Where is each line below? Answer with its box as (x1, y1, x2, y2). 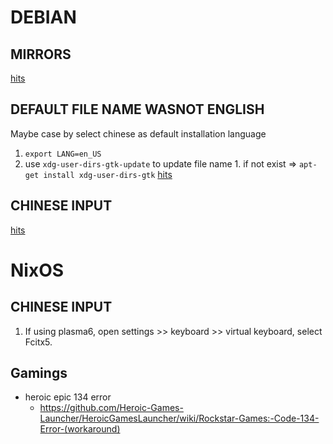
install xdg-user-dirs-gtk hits (43, 168, 173, 180)
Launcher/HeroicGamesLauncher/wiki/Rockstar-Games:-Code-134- (39, 412, 320, 425)
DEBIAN (10, 6, 77, 29)
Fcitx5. (24, 336, 53, 348)
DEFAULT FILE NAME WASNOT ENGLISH (10, 101, 265, 118)
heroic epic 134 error (24, 391, 112, 403)
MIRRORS (10, 46, 72, 63)
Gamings (10, 365, 68, 382)
